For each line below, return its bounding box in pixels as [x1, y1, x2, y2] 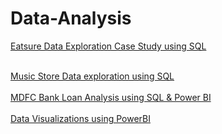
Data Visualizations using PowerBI [10, 112, 151, 124]
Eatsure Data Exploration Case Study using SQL [10, 40, 207, 52]
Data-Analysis [10, 7, 132, 30]
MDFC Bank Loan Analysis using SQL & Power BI [10, 91, 212, 103]
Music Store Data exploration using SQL [10, 70, 175, 82]
